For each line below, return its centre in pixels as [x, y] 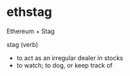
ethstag [30, 12]
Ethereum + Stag [31, 31]
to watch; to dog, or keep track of [64, 65]
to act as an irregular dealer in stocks [70, 58]
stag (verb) [23, 44]
